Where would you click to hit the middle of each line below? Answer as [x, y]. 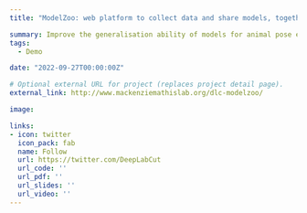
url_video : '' [44, 194]
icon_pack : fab [47, 143]
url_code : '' [42, 169]
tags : [20, 43]
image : [22, 110]
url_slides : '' [47, 186]
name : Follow [42, 152]
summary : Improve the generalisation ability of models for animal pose [151, 34]
